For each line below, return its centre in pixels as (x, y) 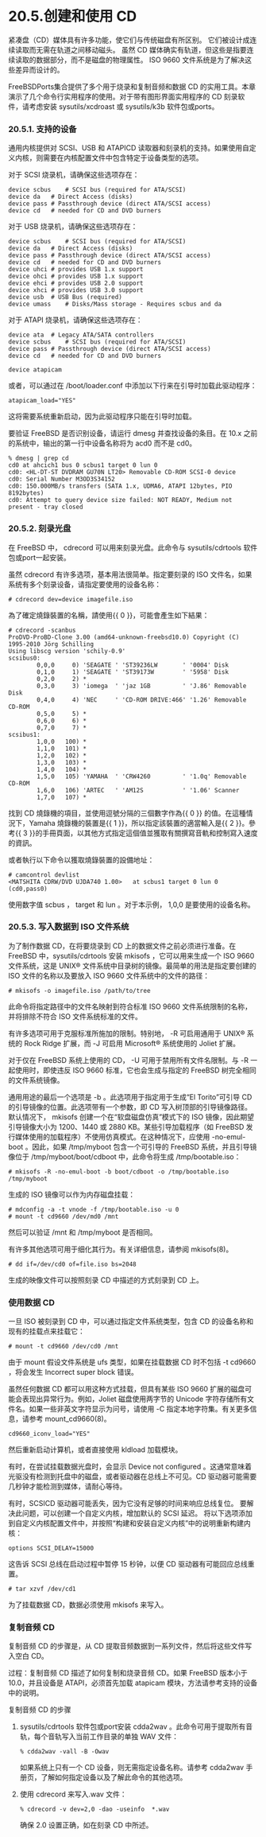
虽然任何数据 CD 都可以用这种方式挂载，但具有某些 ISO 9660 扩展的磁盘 (127, 1389)
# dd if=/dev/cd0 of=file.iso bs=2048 (72, 1264)
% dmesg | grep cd (39, 458)
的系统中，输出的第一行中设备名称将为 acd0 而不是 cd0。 (102, 443)
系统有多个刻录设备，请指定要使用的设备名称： (85, 584)
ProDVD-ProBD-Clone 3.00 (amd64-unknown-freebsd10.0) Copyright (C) (124, 637)
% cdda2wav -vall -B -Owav (64, 1752)
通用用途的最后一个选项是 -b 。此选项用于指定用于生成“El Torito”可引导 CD (130, 1097)
